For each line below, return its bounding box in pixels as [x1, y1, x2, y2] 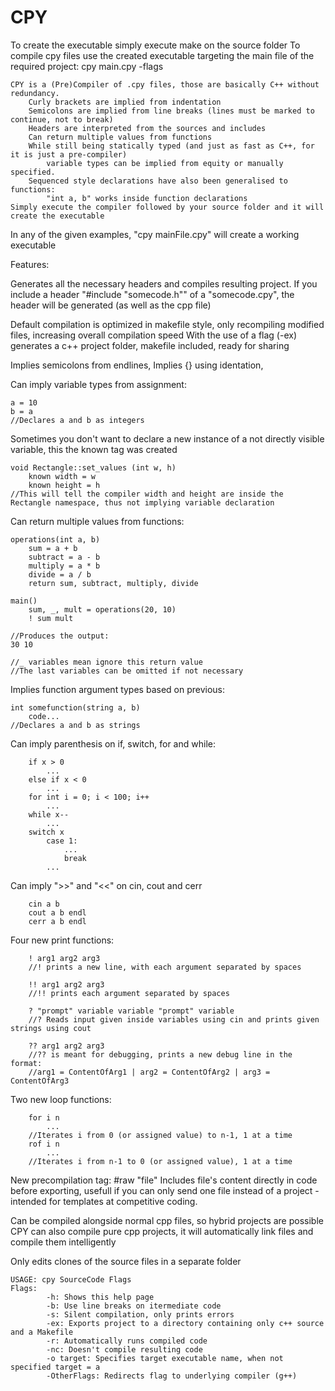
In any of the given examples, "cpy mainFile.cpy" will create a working [10, 228, 300, 240]
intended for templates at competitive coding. [10, 1195, 198, 1207]
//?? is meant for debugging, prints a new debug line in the [28, 1049, 293, 1060]
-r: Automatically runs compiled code [46, 1336, 208, 1346]
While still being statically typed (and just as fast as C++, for [28, 141, 315, 151]
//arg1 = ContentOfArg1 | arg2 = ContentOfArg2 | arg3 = [28, 1067, 271, 1077]
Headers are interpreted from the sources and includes [28, 123, 267, 133]
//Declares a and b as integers [10, 415, 145, 425]
